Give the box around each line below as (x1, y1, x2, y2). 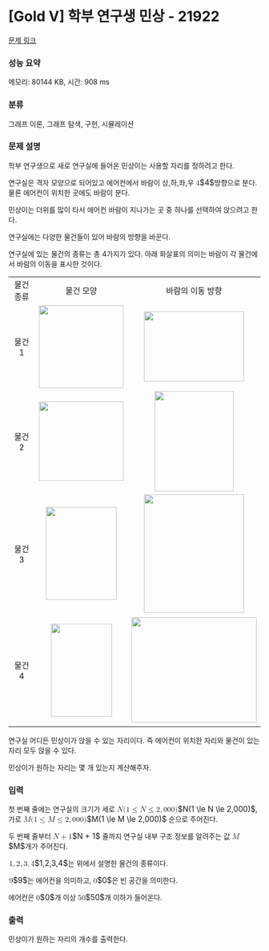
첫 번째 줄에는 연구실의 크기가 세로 (8, 804, 115, 815)
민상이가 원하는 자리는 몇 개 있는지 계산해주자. (8, 762, 152, 772)
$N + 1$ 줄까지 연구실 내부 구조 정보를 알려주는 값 (71, 831, 231, 842)
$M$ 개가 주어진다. (8, 841, 68, 851)
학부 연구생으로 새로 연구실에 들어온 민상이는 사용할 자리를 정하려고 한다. (8, 161, 235, 170)
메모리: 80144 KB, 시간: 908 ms (8, 77, 110, 87)
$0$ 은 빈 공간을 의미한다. (97, 876, 179, 886)
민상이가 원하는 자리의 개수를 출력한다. (8, 934, 128, 944)
